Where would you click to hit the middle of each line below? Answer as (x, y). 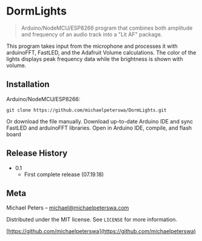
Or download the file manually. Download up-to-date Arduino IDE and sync (100, 121)
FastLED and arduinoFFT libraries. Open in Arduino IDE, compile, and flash (99, 128)
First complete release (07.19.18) (64, 174)
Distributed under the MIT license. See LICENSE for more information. (92, 220)
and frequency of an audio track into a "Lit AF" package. (92, 34)
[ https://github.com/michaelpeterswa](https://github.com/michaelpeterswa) (101, 231)
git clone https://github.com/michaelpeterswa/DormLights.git (86, 110)
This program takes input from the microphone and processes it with (92, 46)
